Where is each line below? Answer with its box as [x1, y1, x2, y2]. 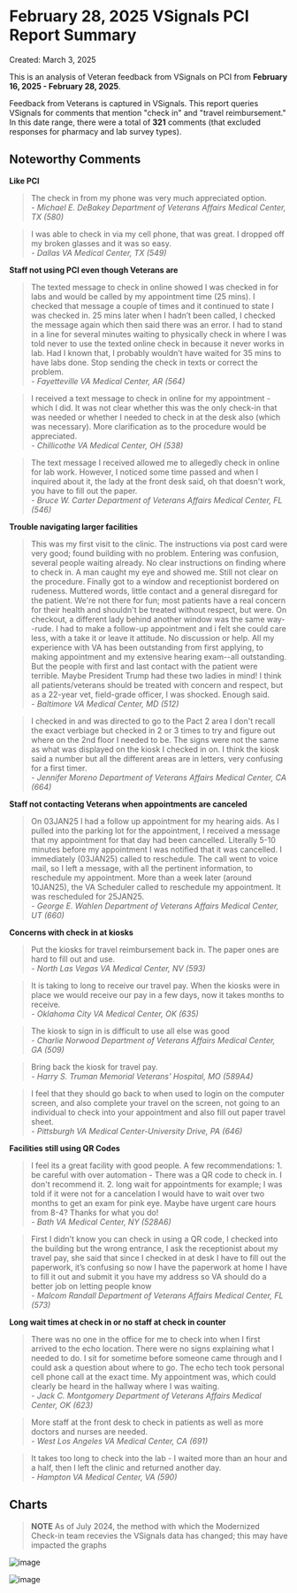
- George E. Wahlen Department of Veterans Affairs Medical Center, [30, 901, 279, 911]
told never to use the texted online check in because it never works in [30, 338, 285, 349]
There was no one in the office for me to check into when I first [30, 1334, 261, 1344]
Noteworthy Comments [9, 152, 141, 167]
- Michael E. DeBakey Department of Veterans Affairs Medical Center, [30, 202, 286, 213]
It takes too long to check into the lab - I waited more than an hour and [30, 1452, 287, 1463]
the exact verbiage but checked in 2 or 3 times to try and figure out [30, 724, 276, 736]
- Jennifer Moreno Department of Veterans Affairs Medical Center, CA [30, 772, 287, 783]
